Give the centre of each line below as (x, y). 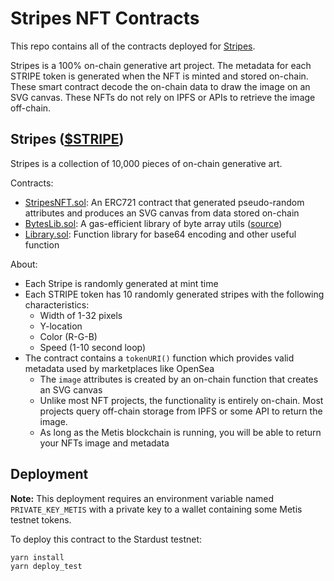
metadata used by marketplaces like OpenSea (119, 368)
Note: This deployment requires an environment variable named (142, 498)
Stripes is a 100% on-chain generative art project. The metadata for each (161, 65)
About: (24, 264)
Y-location (61, 326)
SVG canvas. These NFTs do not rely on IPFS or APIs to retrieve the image (163, 97)
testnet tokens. (41, 519)
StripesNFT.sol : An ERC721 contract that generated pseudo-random (164, 202)
